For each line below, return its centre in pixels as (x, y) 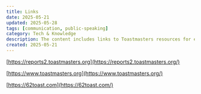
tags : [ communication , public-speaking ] (57, 28)
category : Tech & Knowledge (41, 34)
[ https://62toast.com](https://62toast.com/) (60, 84)
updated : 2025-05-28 (32, 23)
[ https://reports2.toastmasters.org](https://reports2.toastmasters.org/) (93, 62)
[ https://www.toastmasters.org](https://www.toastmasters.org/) (85, 73)
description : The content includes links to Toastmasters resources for (99, 39)
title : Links (22, 12)
